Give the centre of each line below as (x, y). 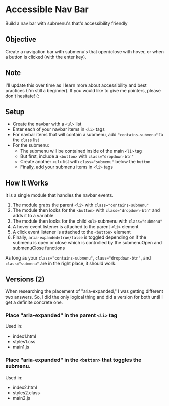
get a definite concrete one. (34, 302)
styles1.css (24, 342)
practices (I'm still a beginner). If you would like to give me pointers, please (83, 90)
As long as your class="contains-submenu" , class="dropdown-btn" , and (78, 258)
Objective (21, 39)
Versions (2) (25, 279)
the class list (26, 140)
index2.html (25, 387)
